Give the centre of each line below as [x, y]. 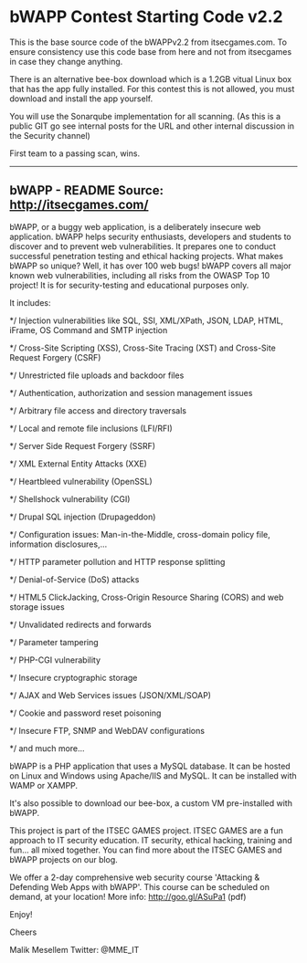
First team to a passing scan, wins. [74, 153]
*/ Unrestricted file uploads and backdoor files [97, 375]
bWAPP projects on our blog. [64, 859]
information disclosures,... [58, 544]
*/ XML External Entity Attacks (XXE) [79, 464]
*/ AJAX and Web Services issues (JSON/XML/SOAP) [111, 695]
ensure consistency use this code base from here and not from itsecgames [151, 51]
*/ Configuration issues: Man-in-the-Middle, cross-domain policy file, [140, 534]
